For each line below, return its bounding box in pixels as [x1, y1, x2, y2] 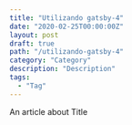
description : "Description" [9, 65, 117, 74]
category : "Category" [9, 56, 92, 65]
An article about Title [9, 106, 88, 117]
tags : [9, 73, 30, 82]
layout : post [9, 30, 59, 39]
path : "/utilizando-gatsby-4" [9, 47, 125, 57]
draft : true [9, 38, 55, 48]
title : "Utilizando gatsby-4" [9, 13, 125, 23]
